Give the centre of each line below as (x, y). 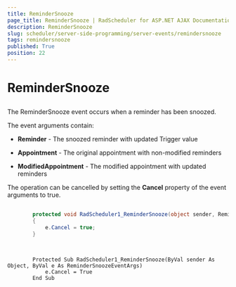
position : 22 (26, 53)
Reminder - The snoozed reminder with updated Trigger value (107, 139)
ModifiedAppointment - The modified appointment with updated (112, 167)
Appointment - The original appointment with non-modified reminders (119, 153)
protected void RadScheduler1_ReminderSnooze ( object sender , (124, 215)
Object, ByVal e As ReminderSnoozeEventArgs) (75, 266)
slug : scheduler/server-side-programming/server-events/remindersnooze (114, 33)
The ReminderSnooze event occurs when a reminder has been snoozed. (112, 112)
